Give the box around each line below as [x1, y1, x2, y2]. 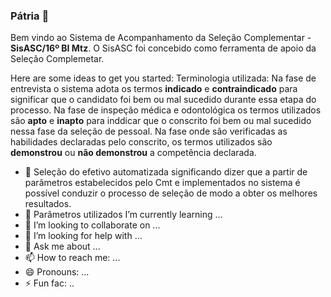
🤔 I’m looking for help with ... [24, 230, 143, 242]
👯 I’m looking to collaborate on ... [24, 219, 161, 231]
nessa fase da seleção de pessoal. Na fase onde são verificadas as [10, 125, 288, 138]
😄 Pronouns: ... [24, 266, 90, 278]
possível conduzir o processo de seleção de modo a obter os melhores [24, 187, 318, 199]
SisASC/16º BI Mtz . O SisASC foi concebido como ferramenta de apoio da [10, 42, 317, 54]
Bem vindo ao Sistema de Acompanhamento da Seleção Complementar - [10, 32, 312, 44]
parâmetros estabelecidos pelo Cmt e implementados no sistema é [24, 177, 301, 189]
